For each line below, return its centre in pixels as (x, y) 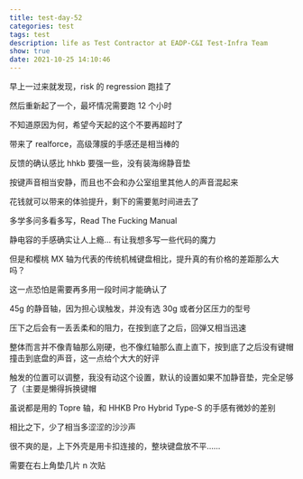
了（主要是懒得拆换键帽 (53, 388)
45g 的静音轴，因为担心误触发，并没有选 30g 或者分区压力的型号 (130, 309)
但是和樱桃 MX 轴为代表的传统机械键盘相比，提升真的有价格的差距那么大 (144, 259)
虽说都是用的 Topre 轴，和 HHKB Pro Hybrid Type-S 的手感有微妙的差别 (142, 408)
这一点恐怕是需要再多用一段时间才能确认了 (88, 289)
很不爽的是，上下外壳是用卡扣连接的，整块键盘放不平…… (115, 446)
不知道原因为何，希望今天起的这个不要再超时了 (96, 124)
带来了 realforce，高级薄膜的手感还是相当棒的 (94, 144)
